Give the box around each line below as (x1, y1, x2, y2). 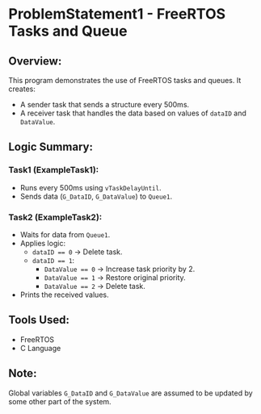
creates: (8, 84, 36, 94)
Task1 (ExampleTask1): (8, 165, 99, 176)
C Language (19, 343, 61, 353)
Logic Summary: (8, 140, 93, 154)
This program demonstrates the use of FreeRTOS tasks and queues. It (8, 76, 242, 85)
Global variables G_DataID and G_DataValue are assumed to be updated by (8, 388, 253, 398)
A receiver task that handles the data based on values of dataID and (19, 108, 246, 118)
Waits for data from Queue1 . (19, 229, 111, 239)
